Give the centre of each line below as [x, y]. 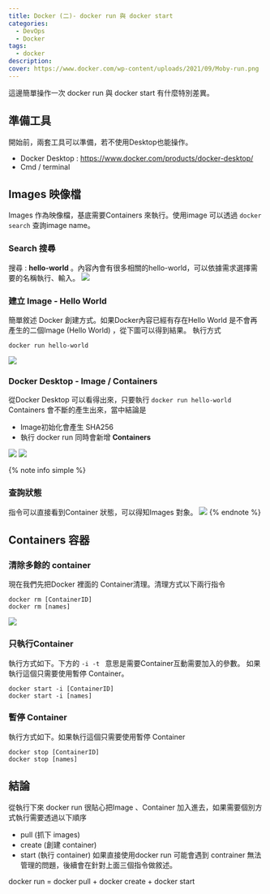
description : [30, 62]
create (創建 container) [58, 845]
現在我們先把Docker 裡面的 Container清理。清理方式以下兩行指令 [117, 584]
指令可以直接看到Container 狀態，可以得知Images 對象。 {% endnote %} [135, 512]
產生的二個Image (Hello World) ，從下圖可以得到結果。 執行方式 [115, 330]
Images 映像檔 [45, 194]
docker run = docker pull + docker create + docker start [102, 881]
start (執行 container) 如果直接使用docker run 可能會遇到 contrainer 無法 [141, 855]
